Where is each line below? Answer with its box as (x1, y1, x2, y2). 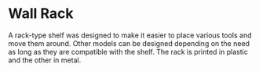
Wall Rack (8, 5, 74, 23)
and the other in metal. (8, 55, 82, 65)
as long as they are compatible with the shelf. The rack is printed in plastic (8, 47, 249, 56)
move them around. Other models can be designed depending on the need (8, 38, 250, 48)
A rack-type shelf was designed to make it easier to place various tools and (8, 30, 253, 40)
